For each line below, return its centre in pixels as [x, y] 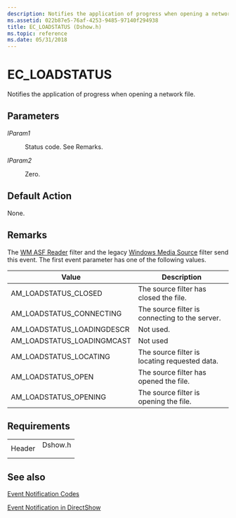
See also [26, 477]
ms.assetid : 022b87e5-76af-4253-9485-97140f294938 [83, 20]
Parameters [33, 116]
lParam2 [20, 160]
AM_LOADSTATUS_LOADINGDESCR [70, 329]
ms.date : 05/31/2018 [38, 40]
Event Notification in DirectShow [54, 507]
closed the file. [162, 297]
